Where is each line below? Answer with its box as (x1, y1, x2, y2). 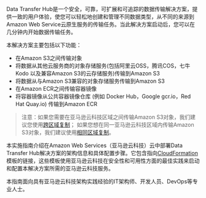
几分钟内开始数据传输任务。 (6, 28, 77, 36)
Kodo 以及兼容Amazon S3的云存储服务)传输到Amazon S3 (15, 70, 161, 77)
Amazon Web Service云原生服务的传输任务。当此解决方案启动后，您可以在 (6, 21, 195, 28)
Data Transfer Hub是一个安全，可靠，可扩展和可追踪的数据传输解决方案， (6, 6, 193, 12)
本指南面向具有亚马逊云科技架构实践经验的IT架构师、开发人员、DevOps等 (6, 178, 193, 185)
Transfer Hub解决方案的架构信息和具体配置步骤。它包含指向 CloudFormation (6, 150, 198, 156)
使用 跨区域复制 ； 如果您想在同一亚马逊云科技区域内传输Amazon (32, 121, 194, 128)
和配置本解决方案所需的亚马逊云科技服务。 (6, 165, 114, 172)
